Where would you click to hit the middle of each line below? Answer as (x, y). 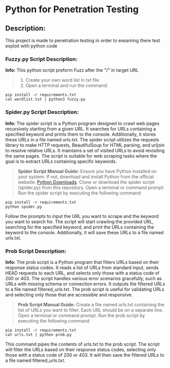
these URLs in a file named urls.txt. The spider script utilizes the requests (82, 139)
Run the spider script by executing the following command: (80, 193)
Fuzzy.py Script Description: (42, 59)
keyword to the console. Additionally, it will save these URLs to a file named (84, 232)
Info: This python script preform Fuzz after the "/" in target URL (72, 70)
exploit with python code (31, 46)
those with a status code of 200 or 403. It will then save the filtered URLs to (85, 355)
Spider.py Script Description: (42, 112)
